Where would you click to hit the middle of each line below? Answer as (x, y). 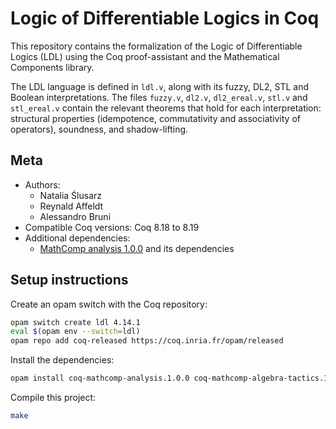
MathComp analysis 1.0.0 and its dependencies (137, 248)
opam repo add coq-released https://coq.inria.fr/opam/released (147, 341)
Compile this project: (53, 398)
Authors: (42, 184)
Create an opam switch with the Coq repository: (109, 304)
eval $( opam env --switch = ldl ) (75, 332)
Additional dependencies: (77, 238)
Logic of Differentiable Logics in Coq (165, 18)
